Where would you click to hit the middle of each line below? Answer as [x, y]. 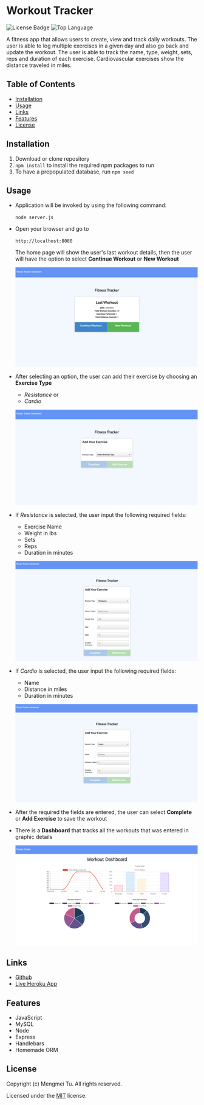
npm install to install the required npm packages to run [85, 165]
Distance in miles [46, 689]
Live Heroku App [36, 984]
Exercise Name [43, 527]
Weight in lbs [40, 533]
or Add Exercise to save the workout [61, 819]
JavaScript [29, 1017]
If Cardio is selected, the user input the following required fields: [95, 671]
